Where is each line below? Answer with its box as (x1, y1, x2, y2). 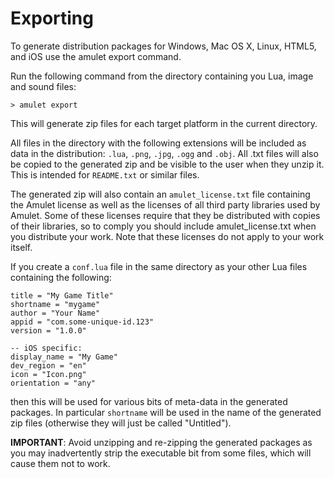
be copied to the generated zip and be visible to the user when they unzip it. (10, 158, 325, 170)
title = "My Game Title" (10, 290, 114, 301)
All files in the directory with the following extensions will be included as (10, 137, 307, 149)
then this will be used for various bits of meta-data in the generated (10, 395, 288, 407)
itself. (10, 241, 33, 253)
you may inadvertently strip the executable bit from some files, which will (10, 447, 312, 459)
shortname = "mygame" (10, 299, 101, 309)
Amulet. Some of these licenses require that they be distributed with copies (10, 209, 321, 221)
